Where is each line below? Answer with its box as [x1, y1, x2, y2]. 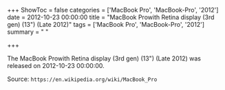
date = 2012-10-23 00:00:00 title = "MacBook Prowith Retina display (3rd [7, 13, 215, 21]
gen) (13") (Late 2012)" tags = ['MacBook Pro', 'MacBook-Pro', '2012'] [7, 21, 205, 28]
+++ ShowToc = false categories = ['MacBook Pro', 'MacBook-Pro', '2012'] [7, 6, 219, 14]
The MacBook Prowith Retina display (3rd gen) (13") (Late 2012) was [7, 54, 202, 63]
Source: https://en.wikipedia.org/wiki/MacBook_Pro [7, 75, 158, 83]
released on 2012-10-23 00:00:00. [7, 62, 105, 69]
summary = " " [7, 27, 49, 36]
